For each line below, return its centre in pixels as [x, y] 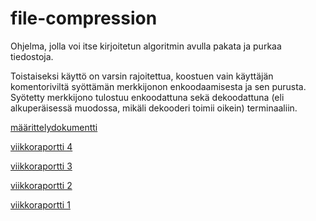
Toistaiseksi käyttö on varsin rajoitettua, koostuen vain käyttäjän [142, 76]
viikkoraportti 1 [40, 204]
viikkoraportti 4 [41, 146]
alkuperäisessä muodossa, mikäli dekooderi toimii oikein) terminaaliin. [154, 108]
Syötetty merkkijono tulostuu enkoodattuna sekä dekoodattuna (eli [147, 97]
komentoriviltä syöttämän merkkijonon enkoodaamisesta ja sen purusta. [158, 86]
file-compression [84, 18]
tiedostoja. [32, 56]
